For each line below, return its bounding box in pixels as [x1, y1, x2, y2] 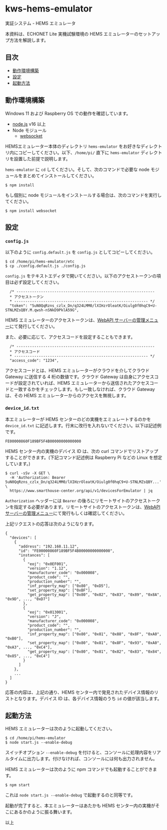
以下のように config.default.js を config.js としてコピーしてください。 [5, 249, 156, 255]
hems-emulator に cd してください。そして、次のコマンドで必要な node [5, 166, 150, 172]
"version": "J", [27, 614, 61, 619]
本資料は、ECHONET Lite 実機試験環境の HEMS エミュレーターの [5, 31, 139, 37]
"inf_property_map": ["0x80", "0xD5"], [27, 583, 111, 589]
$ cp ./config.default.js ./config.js [5, 263, 86, 268]
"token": [9, 304, 28, 309]
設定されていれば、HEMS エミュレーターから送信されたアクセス [18, 380, 150, 386]
